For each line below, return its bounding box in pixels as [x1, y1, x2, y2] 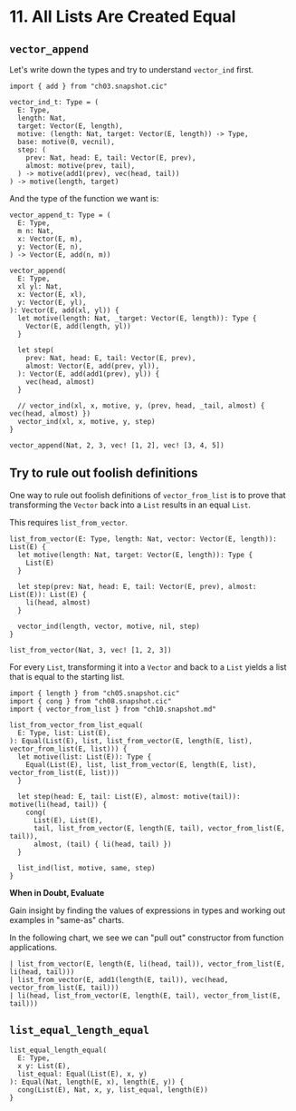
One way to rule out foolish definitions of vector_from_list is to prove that [9, 489, 287, 500]
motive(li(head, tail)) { [9, 800, 107, 809]
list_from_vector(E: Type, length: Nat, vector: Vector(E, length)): [9, 534, 278, 544]
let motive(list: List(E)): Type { [17, 752, 152, 762]
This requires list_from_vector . [9, 516, 129, 527]
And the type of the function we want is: [9, 193, 159, 203]
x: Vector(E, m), [17, 234, 83, 243]
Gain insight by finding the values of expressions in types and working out [9, 905, 286, 916]
